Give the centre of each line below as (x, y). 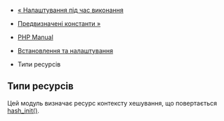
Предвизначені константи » (59, 23)
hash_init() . (24, 111)
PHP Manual (35, 37)
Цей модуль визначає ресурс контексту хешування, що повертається (112, 103)
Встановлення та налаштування (65, 51)
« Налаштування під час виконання (71, 10)
